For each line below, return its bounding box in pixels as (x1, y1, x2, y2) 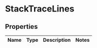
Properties (5, 23, 38, 31)
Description (43, 37, 71, 43)
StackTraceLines (5, 3, 75, 14)
